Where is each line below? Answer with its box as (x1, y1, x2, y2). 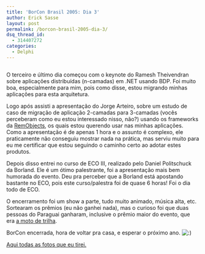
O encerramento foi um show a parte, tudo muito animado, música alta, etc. (6, 197, 197, 205)
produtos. (6, 148, 31, 155)
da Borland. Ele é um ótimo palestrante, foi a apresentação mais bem (6, 166, 181, 173)
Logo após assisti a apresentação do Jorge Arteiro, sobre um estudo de (6, 102, 188, 110)
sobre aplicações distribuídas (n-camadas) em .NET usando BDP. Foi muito (6, 77, 196, 84)
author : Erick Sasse (6, 15, 59, 21)
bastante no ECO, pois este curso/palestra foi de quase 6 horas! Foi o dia (6, 179, 191, 187)
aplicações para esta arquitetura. (6, 90, 90, 98)
